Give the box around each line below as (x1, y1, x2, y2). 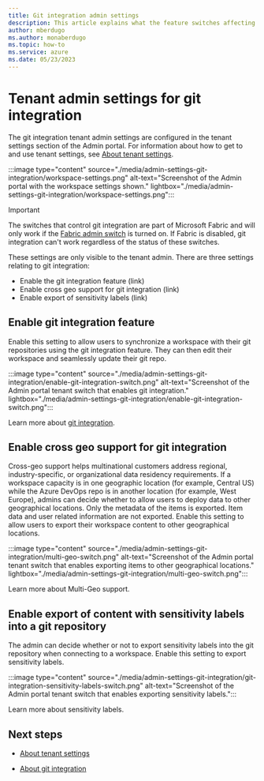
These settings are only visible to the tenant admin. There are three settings (8, 252, 254, 261)
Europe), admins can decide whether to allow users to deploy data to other (8, 495, 251, 505)
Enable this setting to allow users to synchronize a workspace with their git (8, 336, 251, 346)
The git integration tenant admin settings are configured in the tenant (8, 132, 232, 142)
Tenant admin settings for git (8, 90, 202, 107)
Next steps (8, 727, 63, 741)
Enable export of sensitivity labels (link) (19, 293, 148, 302)
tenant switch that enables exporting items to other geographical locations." (8, 561, 255, 570)
